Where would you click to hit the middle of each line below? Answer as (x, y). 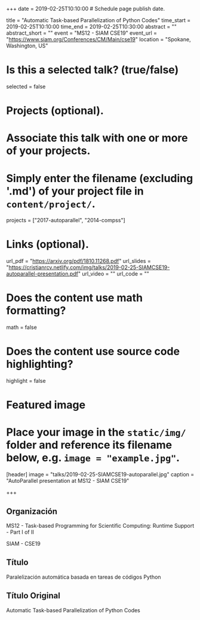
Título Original (33, 596)
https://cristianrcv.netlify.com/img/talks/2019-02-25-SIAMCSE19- (89, 267)
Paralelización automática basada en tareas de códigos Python (84, 577)
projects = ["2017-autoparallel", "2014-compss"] (66, 220)
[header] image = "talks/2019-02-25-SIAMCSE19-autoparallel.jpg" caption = (100, 474)
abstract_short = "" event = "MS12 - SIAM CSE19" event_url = (81, 33)
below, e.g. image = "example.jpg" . (93, 458)
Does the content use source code (93, 351)
